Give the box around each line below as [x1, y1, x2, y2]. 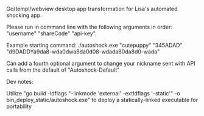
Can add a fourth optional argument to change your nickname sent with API [6, 60, 196, 67]
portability [6, 103, 32, 110]
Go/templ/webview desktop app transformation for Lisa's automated [6, 5, 178, 12]
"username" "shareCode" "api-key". [6, 30, 97, 37]
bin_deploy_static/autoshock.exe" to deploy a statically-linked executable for [6, 97, 199, 103]
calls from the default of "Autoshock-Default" [6, 66, 120, 73]
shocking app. [6, 12, 42, 19]
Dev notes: [6, 78, 33, 85]
